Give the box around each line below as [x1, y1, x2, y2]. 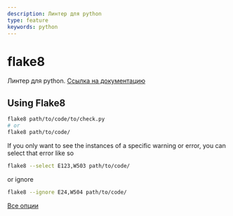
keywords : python [7, 23, 58, 30]
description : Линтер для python [7, 10, 102, 18]
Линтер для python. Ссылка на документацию [7, 76, 146, 85]
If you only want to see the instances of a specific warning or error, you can [7, 141, 226, 149]
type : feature [7, 17, 49, 24]
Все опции [7, 201, 39, 210]
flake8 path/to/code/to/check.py [7, 116, 105, 123]
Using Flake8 [7, 97, 66, 109]
